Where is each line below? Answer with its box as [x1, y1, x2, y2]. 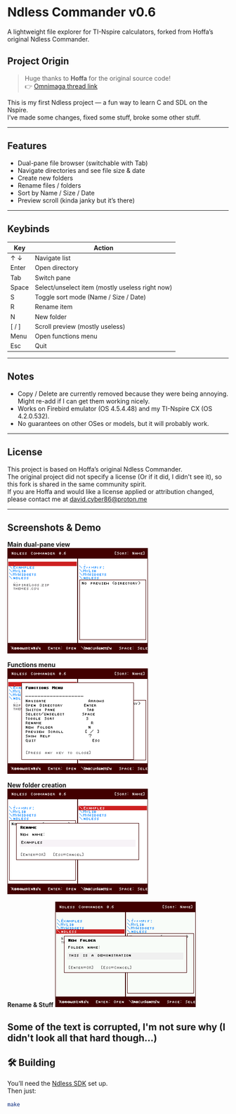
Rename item [34, 303, 73, 311]
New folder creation [7, 781, 67, 789]
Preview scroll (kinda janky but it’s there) [17, 196, 136, 205]
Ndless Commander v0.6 [7, 4, 156, 20]
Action [93, 243, 114, 252]
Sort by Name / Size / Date [17, 188, 95, 197]
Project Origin [7, 56, 70, 67]
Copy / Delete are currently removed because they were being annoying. [17, 389, 228, 398]
